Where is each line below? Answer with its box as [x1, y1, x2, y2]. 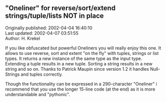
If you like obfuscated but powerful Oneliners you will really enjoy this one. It [5, 45, 162, 51]
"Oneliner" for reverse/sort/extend [5, 4, 115, 12]
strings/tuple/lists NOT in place [5, 12, 104, 20]
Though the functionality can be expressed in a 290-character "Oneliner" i [5, 81, 157, 87]
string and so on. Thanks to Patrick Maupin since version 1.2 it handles [5, 66, 150, 72]
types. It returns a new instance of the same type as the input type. [5, 55, 142, 61]
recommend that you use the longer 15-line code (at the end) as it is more [5, 86, 156, 92]
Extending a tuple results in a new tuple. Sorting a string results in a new [5, 60, 153, 66]
